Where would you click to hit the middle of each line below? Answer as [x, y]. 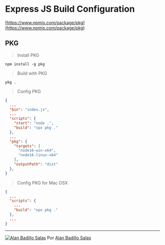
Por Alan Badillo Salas [69, 238]
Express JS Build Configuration [70, 9]
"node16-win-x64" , [37, 151]
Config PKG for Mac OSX [42, 183]
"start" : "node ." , [34, 123]
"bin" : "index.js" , [29, 109]
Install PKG [28, 55]
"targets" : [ [27, 146]
